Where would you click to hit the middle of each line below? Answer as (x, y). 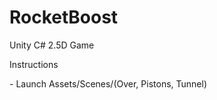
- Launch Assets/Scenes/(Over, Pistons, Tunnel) (108, 83)
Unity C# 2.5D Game (52, 45)
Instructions (34, 64)
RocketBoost (64, 17)
